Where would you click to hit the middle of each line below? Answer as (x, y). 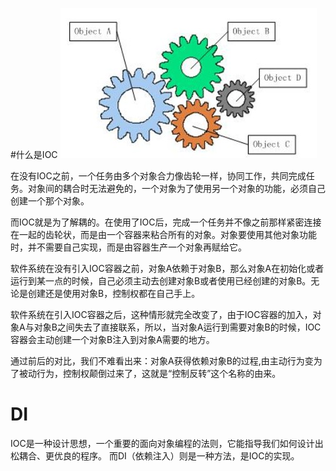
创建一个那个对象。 (50, 201)
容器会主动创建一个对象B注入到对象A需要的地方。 (112, 339)
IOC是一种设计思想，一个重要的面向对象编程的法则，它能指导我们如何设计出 (167, 443)
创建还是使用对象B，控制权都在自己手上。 (114, 293)
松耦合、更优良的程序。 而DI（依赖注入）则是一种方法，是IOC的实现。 (155, 455)
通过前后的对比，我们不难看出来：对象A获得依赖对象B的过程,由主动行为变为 (166, 361)
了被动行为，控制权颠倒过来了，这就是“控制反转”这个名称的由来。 (146, 373)
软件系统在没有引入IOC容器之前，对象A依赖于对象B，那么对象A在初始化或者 (167, 268)
